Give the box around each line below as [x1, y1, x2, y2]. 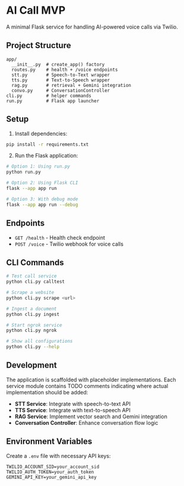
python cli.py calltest [6, 279, 65, 285]
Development [6, 360, 58, 371]
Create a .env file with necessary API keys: [6, 452, 111, 459]
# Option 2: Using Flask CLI [6, 180, 78, 186]
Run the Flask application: [14, 152, 78, 159]
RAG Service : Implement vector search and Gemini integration [14, 413, 167, 420]
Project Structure [6, 40, 71, 51]
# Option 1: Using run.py [6, 164, 70, 170]
